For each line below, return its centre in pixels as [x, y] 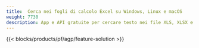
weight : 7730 [22, 17]
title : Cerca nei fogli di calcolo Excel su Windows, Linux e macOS [94, 11]
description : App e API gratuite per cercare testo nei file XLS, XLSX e [100, 22]
